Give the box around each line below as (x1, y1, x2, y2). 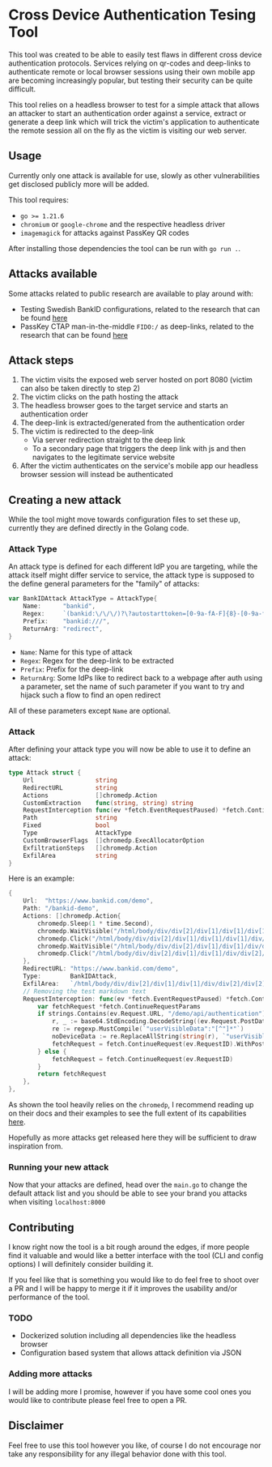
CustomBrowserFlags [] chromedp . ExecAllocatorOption (23, 836, 205, 844)
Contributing (8, 1221, 74, 1235)
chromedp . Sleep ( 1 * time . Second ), (37, 919, 154, 928)
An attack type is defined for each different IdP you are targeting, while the (8, 561, 258, 572)
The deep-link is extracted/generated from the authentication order (19, 418, 245, 428)
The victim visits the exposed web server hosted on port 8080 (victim (19, 375, 253, 385)
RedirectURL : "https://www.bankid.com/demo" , (23, 965, 180, 973)
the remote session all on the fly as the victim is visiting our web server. (8, 126, 247, 135)
